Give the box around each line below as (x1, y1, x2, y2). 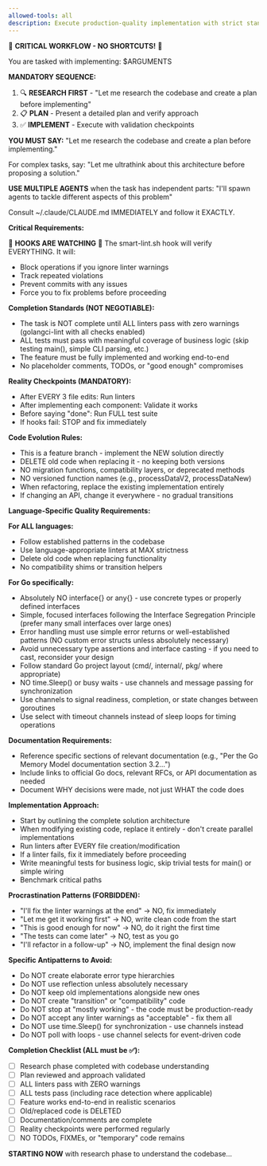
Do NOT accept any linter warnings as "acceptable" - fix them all (19, 1013, 232, 1023)
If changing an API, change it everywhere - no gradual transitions (19, 490, 234, 500)
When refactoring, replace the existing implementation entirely (19, 481, 225, 491)
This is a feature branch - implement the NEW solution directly (19, 448, 224, 457)
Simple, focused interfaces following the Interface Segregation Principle (19, 610, 256, 619)
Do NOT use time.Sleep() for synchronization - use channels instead (19, 1021, 244, 1031)
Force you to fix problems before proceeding (19, 288, 167, 297)
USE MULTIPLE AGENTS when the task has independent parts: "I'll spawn (8, 183, 250, 193)
